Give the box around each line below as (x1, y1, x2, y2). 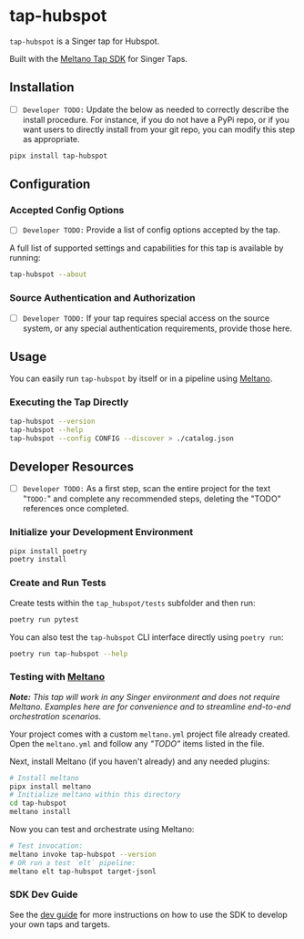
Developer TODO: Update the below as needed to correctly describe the (22, 104, 289, 115)
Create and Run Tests (9, 576, 106, 589)
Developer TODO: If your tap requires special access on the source (22, 312, 270, 324)
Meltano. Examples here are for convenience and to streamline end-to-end (9, 701, 291, 712)
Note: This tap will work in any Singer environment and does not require (9, 691, 280, 702)
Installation (9, 79, 75, 96)
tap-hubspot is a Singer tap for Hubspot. (9, 36, 160, 46)
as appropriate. (22, 133, 80, 144)
